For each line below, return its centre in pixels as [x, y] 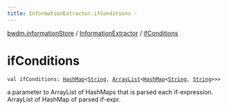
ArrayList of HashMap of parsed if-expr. [64, 99]
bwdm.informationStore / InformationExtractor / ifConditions [93, 33]
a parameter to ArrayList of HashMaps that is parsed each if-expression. [110, 92]
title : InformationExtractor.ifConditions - [72, 13]
